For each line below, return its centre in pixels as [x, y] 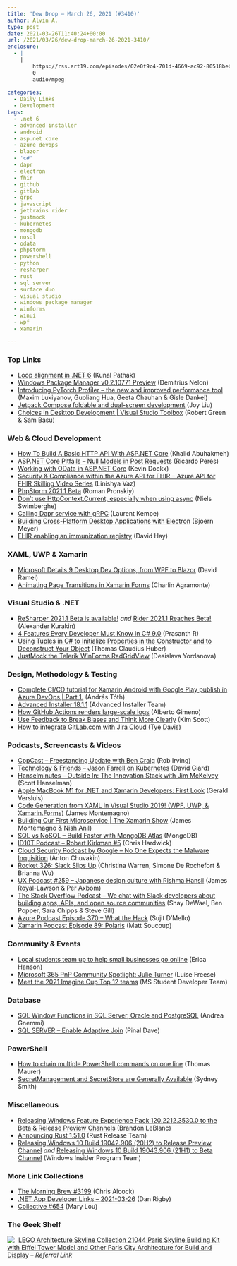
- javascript [33, 204]
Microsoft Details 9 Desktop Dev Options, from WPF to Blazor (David [117, 569]
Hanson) [30, 967]
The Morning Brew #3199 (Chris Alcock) [76, 1191]
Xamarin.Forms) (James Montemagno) [73, 813]
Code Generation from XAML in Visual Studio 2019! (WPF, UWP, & [113, 806]
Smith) [27, 1087]
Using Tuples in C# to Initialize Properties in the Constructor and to [115, 641]
